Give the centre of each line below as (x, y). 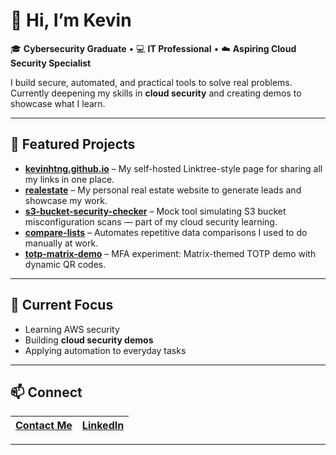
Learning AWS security (72, 329)
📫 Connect (46, 392)
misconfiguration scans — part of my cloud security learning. (151, 221)
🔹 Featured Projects (73, 144)
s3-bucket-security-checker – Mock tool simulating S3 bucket (155, 211)
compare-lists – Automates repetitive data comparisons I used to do (166, 232)
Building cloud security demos (89, 340)
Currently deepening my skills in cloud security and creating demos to (156, 93)
